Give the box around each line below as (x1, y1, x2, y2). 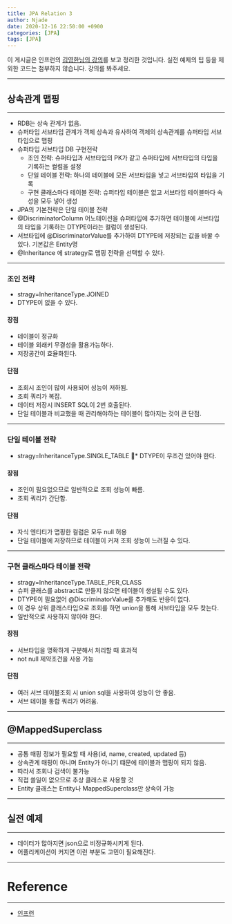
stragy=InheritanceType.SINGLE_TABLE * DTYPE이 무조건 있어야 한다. (17, 451, 217, 460)
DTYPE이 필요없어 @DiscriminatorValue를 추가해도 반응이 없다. (17, 595, 191, 603)
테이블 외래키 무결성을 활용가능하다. (17, 341, 114, 349)
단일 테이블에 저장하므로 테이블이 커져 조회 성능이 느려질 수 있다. (17, 536, 191, 545)
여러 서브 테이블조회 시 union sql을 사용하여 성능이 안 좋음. (17, 688, 176, 697)
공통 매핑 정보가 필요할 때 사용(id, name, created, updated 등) (17, 749, 187, 757)
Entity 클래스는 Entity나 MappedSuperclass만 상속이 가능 (17, 784, 175, 792)
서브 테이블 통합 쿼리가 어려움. (17, 697, 99, 706)
